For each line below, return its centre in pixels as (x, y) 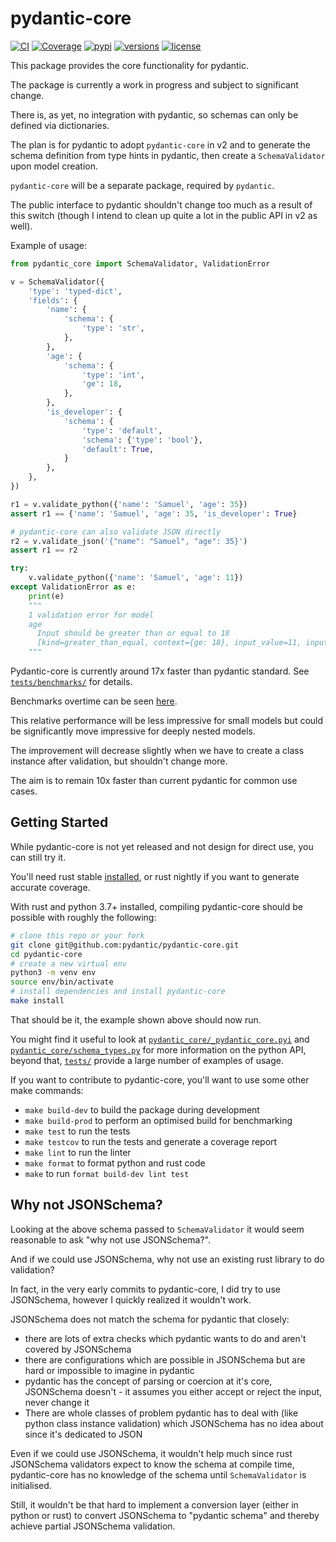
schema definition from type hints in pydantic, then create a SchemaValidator (168, 155)
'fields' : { (53, 300)
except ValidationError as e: (73, 587)
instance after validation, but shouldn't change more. (119, 761)
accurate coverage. (50, 887)
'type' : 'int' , (113, 375)
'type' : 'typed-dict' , (75, 291)
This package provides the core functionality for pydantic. (130, 65)
